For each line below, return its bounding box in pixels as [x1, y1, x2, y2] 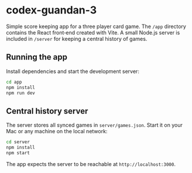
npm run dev [6, 90, 35, 96]
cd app [6, 79, 22, 85]
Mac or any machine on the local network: [6, 128, 108, 135]
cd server [6, 139, 30, 145]
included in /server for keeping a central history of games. [6, 35, 148, 42]
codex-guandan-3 [6, 4, 97, 17]
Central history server [6, 106, 88, 116]
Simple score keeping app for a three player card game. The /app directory [6, 23, 186, 30]
